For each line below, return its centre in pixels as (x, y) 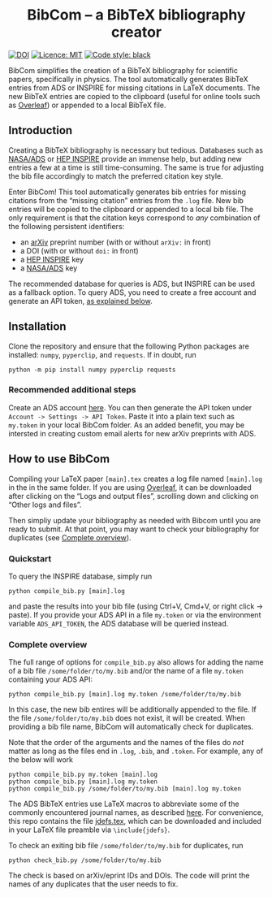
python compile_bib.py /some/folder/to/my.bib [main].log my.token (125, 789)
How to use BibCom (59, 459)
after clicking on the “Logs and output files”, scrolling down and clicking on (134, 496)
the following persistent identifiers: (67, 226)
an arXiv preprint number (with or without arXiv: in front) (115, 242)
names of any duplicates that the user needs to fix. (93, 884)
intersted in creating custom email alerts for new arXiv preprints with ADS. (132, 433)
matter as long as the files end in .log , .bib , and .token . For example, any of (136, 751)
